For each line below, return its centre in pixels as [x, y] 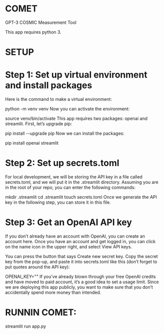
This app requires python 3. [33, 32]
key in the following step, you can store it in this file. [58, 202]
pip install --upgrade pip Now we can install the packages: [65, 133]
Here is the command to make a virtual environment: [59, 99]
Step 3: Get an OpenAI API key [69, 222]
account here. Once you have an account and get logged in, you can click [81, 241]
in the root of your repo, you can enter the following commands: [70, 187]
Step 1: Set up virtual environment [76, 75]
